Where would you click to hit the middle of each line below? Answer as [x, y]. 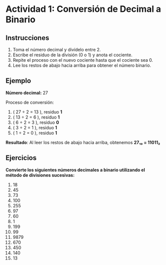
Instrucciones [27, 38]
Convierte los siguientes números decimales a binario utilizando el [75, 170]
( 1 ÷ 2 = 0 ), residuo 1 [35, 133]
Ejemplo [18, 81]
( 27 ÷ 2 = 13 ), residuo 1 [37, 112]
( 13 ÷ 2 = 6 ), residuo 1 [36, 117]
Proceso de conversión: [30, 102]
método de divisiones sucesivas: [40, 175]
